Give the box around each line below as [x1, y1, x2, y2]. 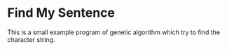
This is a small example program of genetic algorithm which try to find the [7, 28, 221, 36]
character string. [7, 35, 55, 43]
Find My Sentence [7, 5, 116, 21]
